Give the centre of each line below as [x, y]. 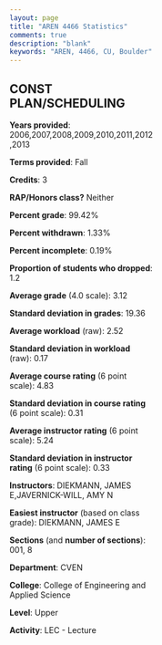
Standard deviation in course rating [78, 403]
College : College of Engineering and [78, 585]
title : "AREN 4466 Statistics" [69, 26]
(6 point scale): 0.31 [46, 412]
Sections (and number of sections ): [77, 540]
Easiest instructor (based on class [75, 513]
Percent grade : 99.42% [54, 214]
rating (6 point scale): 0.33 [60, 467]
